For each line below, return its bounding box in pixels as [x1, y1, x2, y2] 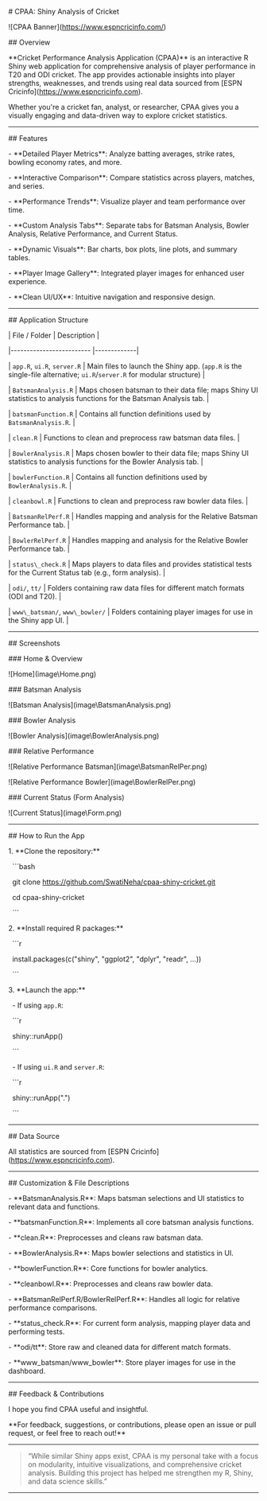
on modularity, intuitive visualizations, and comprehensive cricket [27, 1460, 242, 1469]
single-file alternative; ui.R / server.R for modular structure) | [8, 370, 205, 379]
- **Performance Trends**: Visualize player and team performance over [8, 197, 246, 206]
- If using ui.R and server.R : [11, 1062, 105, 1071]
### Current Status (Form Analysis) [8, 793, 125, 802]
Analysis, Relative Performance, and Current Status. [8, 229, 179, 238]
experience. [8, 277, 48, 286]
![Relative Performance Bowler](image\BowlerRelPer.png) [8, 778, 196, 786]
